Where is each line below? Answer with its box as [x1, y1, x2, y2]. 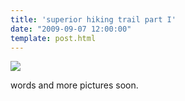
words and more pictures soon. [10, 79, 139, 91]
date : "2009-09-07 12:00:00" [10, 24, 132, 34]
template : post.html [10, 33, 97, 43]
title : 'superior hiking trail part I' [10, 14, 177, 25]
